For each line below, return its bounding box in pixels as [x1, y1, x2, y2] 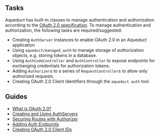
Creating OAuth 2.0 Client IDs [12, 126, 72, 132]
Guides [5, 92, 28, 101]
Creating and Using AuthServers [12, 111, 78, 116]
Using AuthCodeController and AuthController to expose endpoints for [12, 57, 155, 63]
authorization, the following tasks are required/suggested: [5, 27, 122, 33]
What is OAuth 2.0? [12, 105, 52, 112]
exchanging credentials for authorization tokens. [12, 63, 110, 68]
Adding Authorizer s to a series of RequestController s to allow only [12, 68, 148, 74]
